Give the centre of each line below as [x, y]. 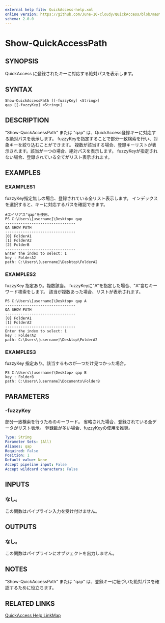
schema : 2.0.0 [20, 19]
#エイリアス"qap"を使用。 [28, 214]
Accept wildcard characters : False [41, 469]
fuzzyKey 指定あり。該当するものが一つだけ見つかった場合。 [67, 363]
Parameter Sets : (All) [28, 442]
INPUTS [17, 485]
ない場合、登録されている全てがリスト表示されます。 [59, 157]
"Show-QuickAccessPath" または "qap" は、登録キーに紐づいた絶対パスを [80, 582]
